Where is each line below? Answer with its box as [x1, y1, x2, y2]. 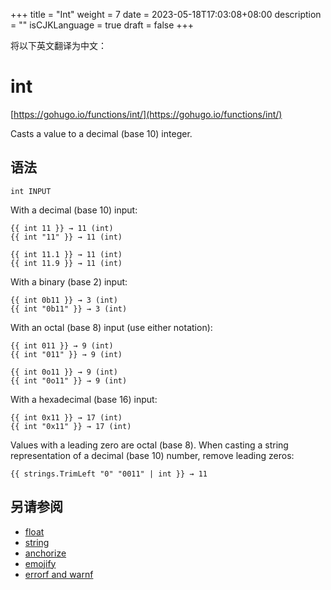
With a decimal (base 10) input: [10, 204, 138, 216]
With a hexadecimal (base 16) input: [10, 393, 158, 405]
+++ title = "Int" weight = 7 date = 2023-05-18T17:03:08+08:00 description [10, 9, 322, 20]
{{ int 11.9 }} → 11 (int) [10, 258, 123, 268]
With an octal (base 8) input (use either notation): [10, 321, 213, 333]
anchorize [24, 547, 67, 559]
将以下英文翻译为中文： [10, 40, 107, 51]
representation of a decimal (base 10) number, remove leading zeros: [10, 449, 295, 461]
